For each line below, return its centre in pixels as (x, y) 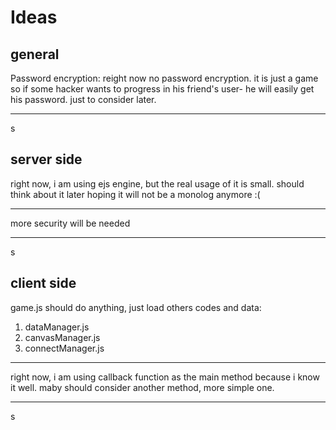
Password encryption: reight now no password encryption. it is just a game (164, 78)
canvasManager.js (62, 337)
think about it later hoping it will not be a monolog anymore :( (135, 194)
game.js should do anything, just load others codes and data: (136, 307)
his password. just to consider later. (83, 99)
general (35, 54)
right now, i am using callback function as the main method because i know (165, 377)
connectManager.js (64, 348)
